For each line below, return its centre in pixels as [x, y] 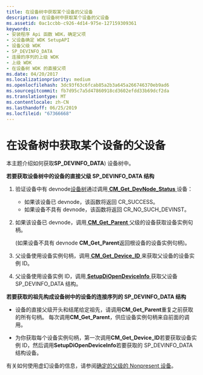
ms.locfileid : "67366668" [39, 113]
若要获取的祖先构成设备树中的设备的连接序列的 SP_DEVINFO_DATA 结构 [96, 297]
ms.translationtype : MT [36, 96]
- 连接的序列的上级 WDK [33, 57]
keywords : [19, 29]
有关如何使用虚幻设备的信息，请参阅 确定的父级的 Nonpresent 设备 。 [92, 366]
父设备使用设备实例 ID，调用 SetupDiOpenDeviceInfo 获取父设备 [96, 276]
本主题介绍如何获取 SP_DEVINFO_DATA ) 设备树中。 [70, 163]
